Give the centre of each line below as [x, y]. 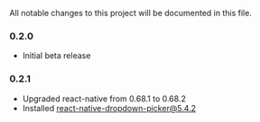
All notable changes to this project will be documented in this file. [131, 13]
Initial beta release [56, 56]
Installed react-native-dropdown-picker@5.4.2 [109, 108]
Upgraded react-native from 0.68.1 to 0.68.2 [104, 99]
